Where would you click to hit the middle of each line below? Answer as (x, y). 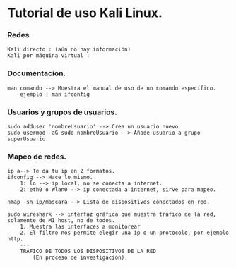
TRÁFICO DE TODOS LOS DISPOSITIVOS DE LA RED (88, 252)
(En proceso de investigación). (81, 258)
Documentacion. (36, 73)
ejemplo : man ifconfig (55, 94)
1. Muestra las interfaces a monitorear (80, 227)
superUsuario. (28, 139)
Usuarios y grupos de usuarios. (63, 112)
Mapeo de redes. (37, 157)
